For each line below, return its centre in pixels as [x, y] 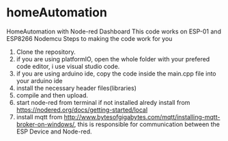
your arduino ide [39, 80]
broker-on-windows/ [45, 124]
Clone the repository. [46, 52]
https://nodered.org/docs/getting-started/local [82, 110]
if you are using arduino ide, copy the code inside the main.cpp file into [116, 74]
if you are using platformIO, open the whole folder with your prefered [113, 59]
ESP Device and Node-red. [54, 131]
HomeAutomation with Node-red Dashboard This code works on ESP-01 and [114, 31]
